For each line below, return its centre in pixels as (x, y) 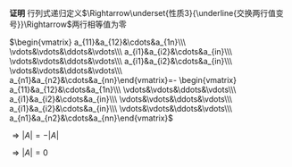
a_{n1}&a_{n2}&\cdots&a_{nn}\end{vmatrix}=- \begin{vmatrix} (123, 80)
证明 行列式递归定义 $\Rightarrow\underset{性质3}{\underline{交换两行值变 (146, 13)
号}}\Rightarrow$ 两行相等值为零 (68, 24)
